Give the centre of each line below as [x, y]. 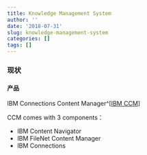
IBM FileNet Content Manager [59, 139]
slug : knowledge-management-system [58, 32]
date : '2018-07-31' [35, 26]
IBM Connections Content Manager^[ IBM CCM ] [74, 104]
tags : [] [19, 45]
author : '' [23, 20]
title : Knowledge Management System [59, 13]
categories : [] [29, 39]
